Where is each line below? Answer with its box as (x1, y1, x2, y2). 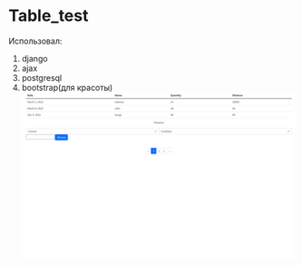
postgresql (21, 72, 63, 83)
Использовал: (8, 35, 63, 46)
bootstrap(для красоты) (21, 82, 113, 93)
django (21, 53, 48, 64)
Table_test (8, 5, 89, 26)
